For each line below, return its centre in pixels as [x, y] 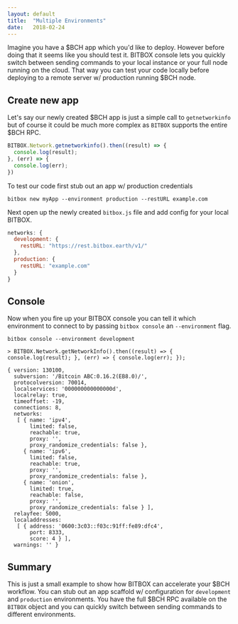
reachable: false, [56, 495]
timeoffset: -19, [39, 401]
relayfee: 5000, [38, 514]
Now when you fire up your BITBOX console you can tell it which [102, 319]
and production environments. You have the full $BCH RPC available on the [117, 599]
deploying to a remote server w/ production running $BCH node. [102, 78]
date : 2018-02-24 [36, 27]
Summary [29, 567]
